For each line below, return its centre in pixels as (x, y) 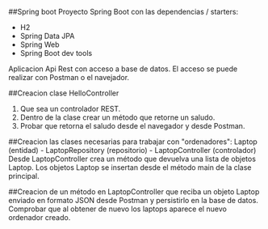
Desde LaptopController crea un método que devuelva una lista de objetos (132, 159)
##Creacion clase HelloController (64, 93)
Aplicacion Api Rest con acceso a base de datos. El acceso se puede (123, 69)
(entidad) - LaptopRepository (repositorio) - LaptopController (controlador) (132, 150)
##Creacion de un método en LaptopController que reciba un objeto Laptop (134, 192)
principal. (24, 176)
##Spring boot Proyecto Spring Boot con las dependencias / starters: (124, 12)
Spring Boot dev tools (56, 53)
